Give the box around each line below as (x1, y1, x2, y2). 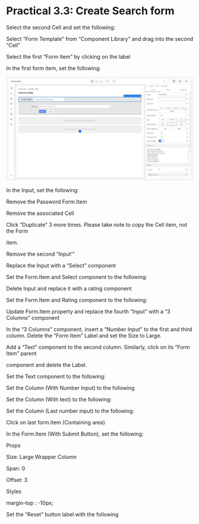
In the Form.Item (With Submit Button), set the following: (6, 430, 144, 437)
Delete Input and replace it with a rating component (6, 285, 132, 292)
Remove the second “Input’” (6, 250, 75, 258)
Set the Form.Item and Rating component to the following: (6, 297, 147, 304)
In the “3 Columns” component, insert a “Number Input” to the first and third (6, 326, 192, 333)
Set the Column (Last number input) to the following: (6, 408, 135, 415)
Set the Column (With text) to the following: (6, 396, 112, 403)
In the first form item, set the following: (6, 64, 101, 72)
